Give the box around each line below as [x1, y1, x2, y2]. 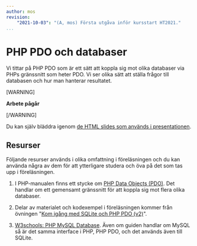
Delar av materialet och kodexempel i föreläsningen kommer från [14, 204, 173, 211]
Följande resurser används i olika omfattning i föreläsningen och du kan [6, 156, 180, 163]
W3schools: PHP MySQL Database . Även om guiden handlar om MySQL [14, 222, 190, 229]
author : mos [6, 8, 35, 15]
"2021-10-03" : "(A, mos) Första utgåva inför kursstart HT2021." [17, 20, 182, 25]
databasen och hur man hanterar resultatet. [6, 77, 112, 85]
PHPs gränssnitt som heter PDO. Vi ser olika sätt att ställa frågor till [6, 71, 169, 78]
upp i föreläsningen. [6, 169, 55, 176]
